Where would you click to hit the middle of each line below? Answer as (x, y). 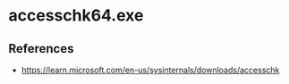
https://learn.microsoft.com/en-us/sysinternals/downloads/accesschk (150, 70)
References (41, 49)
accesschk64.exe (76, 16)
